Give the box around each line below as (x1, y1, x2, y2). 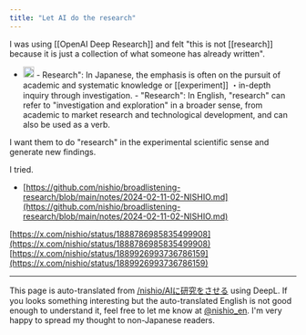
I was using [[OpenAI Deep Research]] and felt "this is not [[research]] (9, 38, 273, 49)
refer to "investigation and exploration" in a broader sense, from (22, 99, 263, 110)
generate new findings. (9, 147, 97, 158)
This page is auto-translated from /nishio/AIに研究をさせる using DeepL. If (9, 285, 288, 297)
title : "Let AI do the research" (9, 13, 137, 23)
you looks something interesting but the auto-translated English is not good (9, 296, 292, 307)
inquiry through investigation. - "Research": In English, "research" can (22, 90, 286, 101)
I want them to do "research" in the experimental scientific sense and (9, 137, 270, 148)
